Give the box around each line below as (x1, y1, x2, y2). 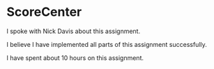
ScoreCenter (6, 4, 82, 20)
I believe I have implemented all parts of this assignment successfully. (6, 40, 207, 48)
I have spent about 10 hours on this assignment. (6, 53, 144, 62)
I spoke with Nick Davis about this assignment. (6, 27, 141, 35)
